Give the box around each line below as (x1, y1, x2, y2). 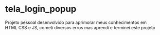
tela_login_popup (5, 3, 77, 15)
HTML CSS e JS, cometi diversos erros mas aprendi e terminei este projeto (5, 24, 156, 30)
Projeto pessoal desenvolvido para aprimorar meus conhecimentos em (5, 19, 147, 25)
